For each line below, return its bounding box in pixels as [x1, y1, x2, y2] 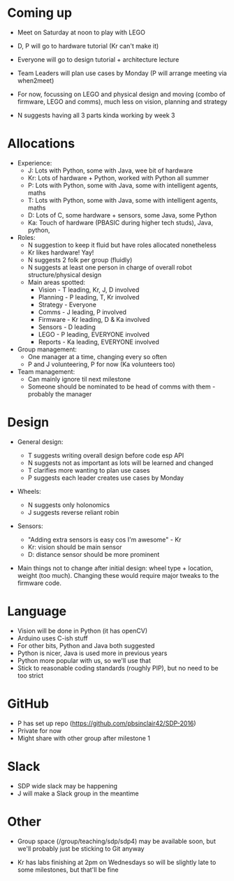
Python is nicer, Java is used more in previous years [17, 649, 168, 657]
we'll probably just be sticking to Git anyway [17, 844, 145, 853]
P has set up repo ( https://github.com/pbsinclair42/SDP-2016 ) [17, 719, 197, 727]
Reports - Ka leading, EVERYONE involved [38, 337, 159, 346]
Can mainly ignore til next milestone [27, 375, 131, 383]
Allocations [7, 135, 75, 152]
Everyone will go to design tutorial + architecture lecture [17, 55, 180, 64]
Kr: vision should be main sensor [27, 542, 122, 551]
